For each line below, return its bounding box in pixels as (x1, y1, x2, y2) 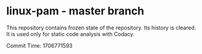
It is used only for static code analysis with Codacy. (6, 30, 135, 37)
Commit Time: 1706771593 (6, 42, 73, 49)
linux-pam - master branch (6, 4, 144, 18)
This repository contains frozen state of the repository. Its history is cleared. (6, 24, 196, 31)
